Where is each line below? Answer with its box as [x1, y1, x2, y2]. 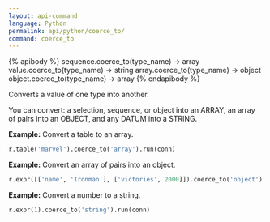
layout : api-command [8, 11, 79, 20]
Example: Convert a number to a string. [8, 190, 141, 199]
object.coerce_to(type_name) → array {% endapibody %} [8, 74, 200, 83]
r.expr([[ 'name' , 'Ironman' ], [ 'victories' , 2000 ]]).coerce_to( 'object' [8, 176, 259, 184]
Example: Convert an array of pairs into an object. [8, 160, 176, 170]
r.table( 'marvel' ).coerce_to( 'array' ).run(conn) [8, 145, 176, 154]
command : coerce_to [8, 34, 75, 43]
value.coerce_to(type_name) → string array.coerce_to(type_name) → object [8, 66, 262, 75]
